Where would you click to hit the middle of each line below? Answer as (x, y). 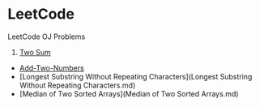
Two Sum (35, 52)
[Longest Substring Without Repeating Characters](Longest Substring (136, 76)
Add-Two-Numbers (51, 68)
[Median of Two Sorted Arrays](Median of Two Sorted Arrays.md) (129, 93)
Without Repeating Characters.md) (77, 85)
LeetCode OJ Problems (47, 36)
